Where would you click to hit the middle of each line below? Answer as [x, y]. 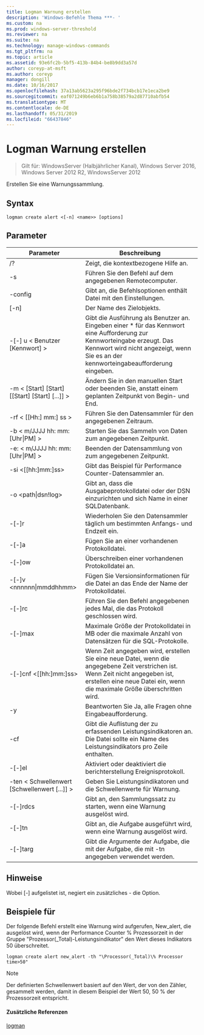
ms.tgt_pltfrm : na [29, 52]
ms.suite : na [23, 40]
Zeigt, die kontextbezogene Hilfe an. [136, 263]
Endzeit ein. [102, 531]
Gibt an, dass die [109, 483]
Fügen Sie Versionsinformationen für [137, 575]
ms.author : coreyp [29, 74]
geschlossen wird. [111, 616]
